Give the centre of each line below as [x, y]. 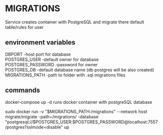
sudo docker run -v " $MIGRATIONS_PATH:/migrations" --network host [76, 111]
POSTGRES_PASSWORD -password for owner [51, 64]
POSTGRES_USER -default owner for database [52, 59]
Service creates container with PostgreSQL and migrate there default [75, 22]
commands [23, 90]
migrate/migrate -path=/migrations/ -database [52, 116]
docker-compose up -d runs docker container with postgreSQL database [79, 102]
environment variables [40, 43]
